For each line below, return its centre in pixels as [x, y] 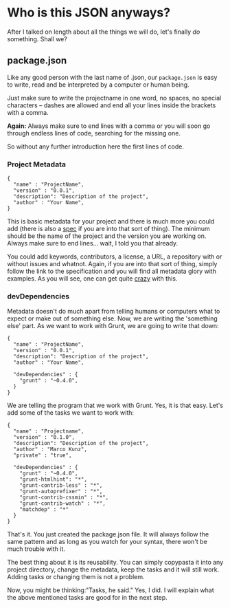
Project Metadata [37, 164]
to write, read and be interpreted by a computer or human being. [99, 85]
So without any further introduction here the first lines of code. [95, 146]
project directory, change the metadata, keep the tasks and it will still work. [113, 569]
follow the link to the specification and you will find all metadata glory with [112, 271]
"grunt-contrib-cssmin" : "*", [64, 498]
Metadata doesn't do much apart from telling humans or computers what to [114, 312]
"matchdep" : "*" [44, 510]
